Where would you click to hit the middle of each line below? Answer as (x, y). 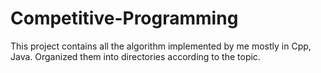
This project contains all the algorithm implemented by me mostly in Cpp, (161, 46)
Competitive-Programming (124, 18)
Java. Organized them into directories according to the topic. (135, 56)
